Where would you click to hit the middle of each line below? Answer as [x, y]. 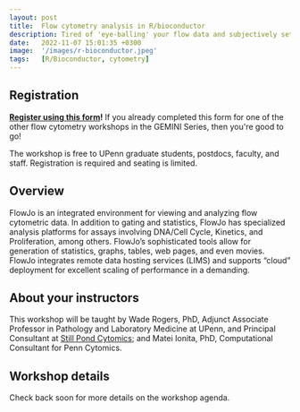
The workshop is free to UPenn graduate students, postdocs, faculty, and [144, 153]
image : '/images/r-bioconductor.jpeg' [83, 51]
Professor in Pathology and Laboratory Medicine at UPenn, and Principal [143, 329]
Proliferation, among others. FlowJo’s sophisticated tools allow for [130, 241]
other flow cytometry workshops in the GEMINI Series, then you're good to [146, 126]
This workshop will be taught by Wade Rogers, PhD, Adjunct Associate [139, 320]
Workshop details [59, 376]
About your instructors [75, 298]
